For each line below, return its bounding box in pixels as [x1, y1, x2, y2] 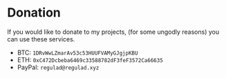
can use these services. [7, 35, 75, 43]
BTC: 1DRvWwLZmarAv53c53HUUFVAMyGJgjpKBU [17, 48, 138, 57]
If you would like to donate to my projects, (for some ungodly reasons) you [7, 28, 220, 36]
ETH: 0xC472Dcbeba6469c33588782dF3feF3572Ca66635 [17, 55, 164, 64]
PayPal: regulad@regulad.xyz [17, 63, 100, 71]
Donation [7, 5, 61, 21]
